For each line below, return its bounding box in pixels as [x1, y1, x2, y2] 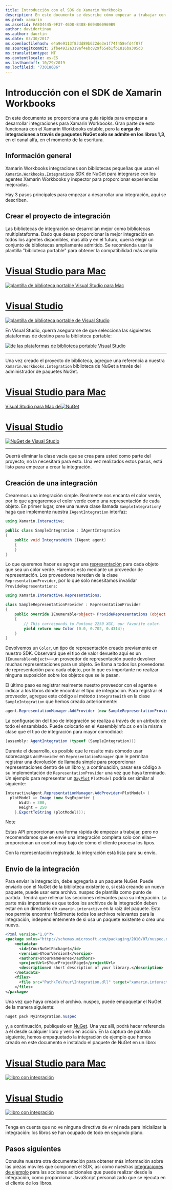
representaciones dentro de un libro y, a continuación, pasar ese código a [5, 764, 161, 770]
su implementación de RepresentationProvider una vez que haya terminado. [5, 770, 166, 776]
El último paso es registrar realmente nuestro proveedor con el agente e [5, 682, 157, 688]
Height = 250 [18, 805, 47, 810]
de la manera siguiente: [5, 1004, 55, 1010]
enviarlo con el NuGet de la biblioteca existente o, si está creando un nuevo [5, 884, 165, 890]
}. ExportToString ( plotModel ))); [14, 809, 86, 815]
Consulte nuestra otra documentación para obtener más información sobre [5, 1158, 164, 1164]
